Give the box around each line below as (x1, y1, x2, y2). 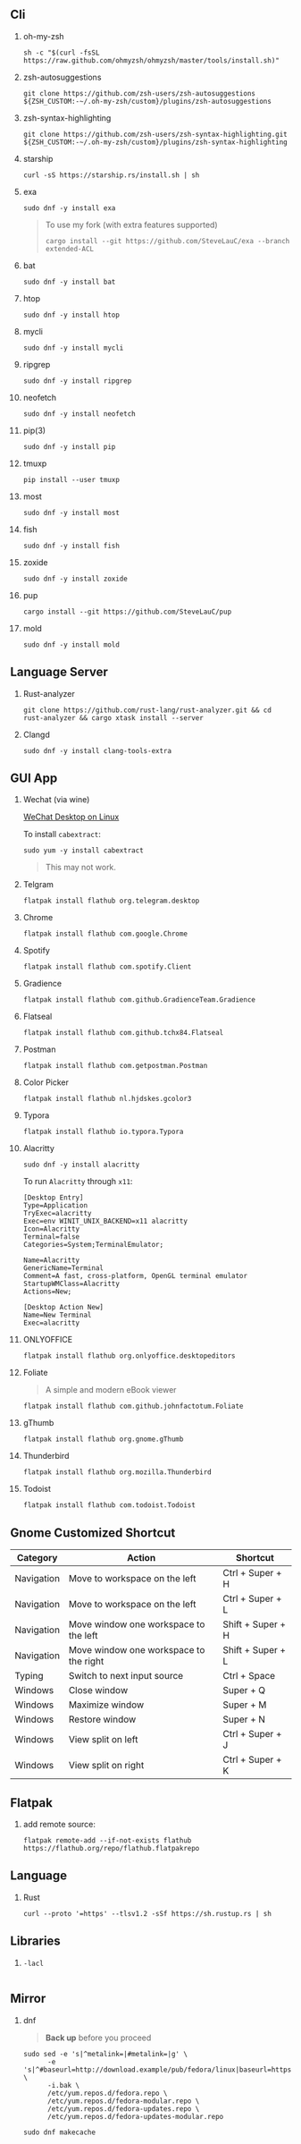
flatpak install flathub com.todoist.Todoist (22, 1501, 196, 1510)
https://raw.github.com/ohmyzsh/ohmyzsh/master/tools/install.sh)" (22, 55, 280, 65)
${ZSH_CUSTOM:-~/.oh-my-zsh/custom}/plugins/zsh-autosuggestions (22, 97, 272, 106)
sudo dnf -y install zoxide (22, 574, 128, 583)
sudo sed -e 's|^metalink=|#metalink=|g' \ (22, 2049, 188, 2058)
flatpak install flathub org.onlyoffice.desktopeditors (22, 1352, 236, 1360)
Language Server (10, 665, 108, 680)
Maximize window (68, 1699, 145, 1711)
